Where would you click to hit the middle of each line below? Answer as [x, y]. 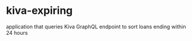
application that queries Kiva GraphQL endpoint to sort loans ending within [96, 27]
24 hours [17, 32]
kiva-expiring [40, 11]
